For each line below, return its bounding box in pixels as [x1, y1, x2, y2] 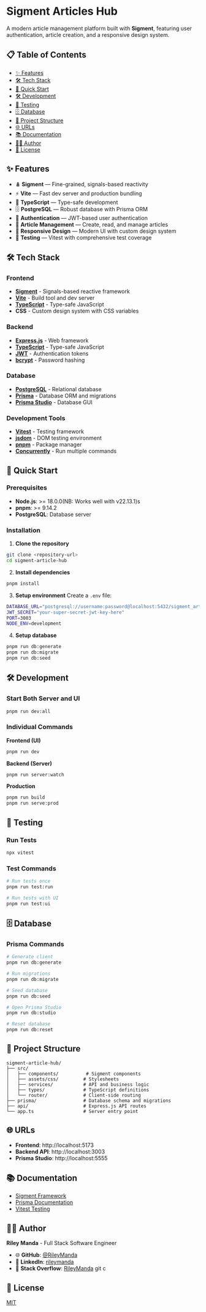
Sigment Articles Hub [6, 4, 118, 18]
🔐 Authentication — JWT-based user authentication [15, 214, 148, 222]
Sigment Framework [15, 1192, 66, 1200]
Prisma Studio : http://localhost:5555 [15, 1154, 108, 1162]
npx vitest [6, 849, 34, 856]
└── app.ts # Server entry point [6, 1108, 139, 1114]
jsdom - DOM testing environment [15, 434, 102, 442]
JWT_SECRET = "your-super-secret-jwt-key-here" [6, 609, 124, 615]
